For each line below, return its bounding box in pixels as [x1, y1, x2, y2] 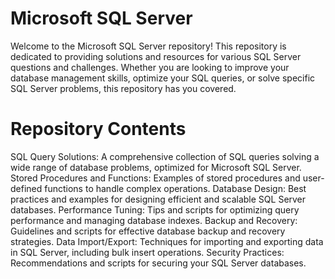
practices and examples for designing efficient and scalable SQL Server [10, 193, 307, 205]
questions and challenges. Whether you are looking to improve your [10, 61, 290, 73]
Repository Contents [10, 118, 187, 141]
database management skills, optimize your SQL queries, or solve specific [10, 72, 316, 84]
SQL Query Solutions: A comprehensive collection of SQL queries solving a [10, 150, 320, 162]
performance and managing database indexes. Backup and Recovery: [10, 214, 298, 226]
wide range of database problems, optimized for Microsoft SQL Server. [10, 161, 302, 173]
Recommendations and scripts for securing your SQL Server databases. [10, 257, 307, 269]
